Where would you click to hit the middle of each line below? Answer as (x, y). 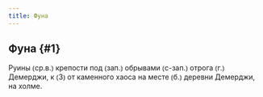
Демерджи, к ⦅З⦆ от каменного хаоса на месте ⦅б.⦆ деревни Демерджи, (132, 77)
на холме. (25, 86)
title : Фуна (28, 16)
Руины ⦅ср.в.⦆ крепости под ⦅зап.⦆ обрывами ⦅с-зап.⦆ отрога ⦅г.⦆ (117, 68)
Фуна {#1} (35, 49)
